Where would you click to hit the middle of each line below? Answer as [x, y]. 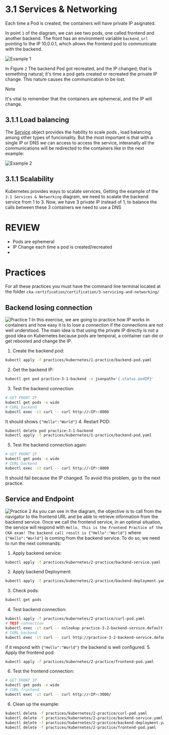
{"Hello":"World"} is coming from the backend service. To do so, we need [82, 538]
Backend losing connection [49, 307]
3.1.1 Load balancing [37, 120]
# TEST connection [24, 623]
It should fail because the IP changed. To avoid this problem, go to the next [83, 478]
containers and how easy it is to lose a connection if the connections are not [84, 325]
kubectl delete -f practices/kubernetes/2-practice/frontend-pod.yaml [81, 727]
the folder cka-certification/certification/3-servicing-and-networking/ [82, 292]
